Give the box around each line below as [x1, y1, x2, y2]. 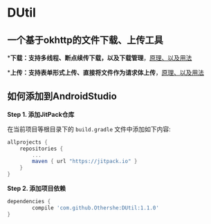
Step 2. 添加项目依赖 [7, 185, 66, 193]
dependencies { [7, 198, 51, 205]
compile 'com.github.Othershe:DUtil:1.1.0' [32, 204, 159, 212]
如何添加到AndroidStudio [7, 91, 118, 102]
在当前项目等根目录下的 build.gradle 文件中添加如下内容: [7, 124, 171, 133]
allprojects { [7, 138, 48, 146]
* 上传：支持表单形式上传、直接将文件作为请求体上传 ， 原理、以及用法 [7, 68, 205, 77]
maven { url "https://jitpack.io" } [32, 158, 138, 165]
